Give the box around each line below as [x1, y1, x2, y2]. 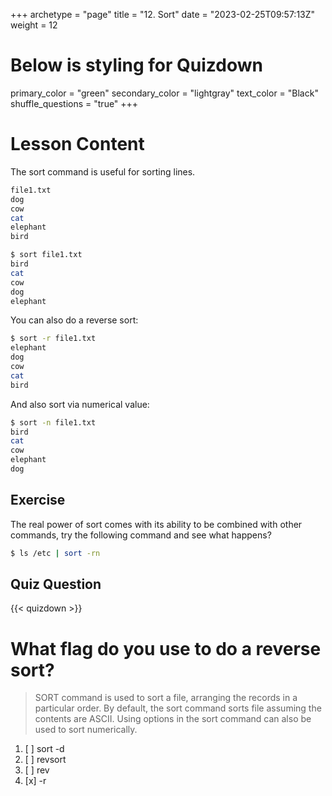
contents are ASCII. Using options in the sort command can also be [34, 713, 312, 725]
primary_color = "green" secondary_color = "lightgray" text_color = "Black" [10, 87, 319, 99]
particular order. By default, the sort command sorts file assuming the [34, 702, 322, 714]
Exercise [10, 492, 66, 509]
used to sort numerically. [34, 724, 138, 736]
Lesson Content [10, 133, 145, 156]
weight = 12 [10, 19, 58, 31]
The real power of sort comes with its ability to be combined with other [10, 518, 303, 530]
